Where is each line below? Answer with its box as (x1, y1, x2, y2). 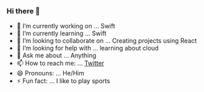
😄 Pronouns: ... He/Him (16, 69, 85, 77)
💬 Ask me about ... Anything (16, 51, 96, 59)
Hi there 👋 (6, 6, 41, 16)
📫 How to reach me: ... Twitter (16, 59, 105, 68)
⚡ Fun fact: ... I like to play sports (16, 77, 110, 85)
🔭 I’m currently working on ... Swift (16, 22, 116, 30)
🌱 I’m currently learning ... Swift (16, 29, 107, 37)
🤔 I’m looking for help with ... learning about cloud (16, 44, 159, 53)
